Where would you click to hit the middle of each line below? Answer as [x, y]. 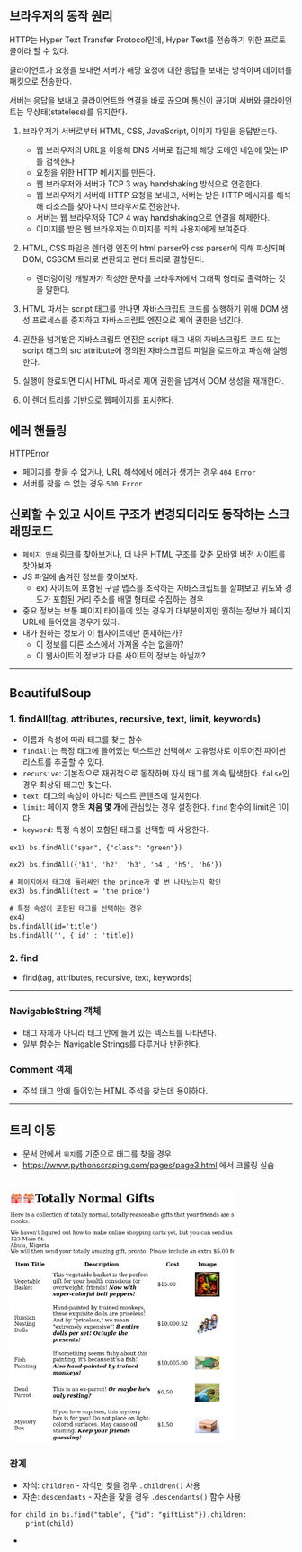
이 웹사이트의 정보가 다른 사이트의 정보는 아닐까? [120, 656]
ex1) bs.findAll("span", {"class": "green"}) [96, 848]
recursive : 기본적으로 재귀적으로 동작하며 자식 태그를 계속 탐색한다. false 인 [156, 774]
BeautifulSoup [50, 693]
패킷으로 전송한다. [41, 81]
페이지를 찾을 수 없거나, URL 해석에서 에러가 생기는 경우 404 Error [139, 472]
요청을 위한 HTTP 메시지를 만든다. [95, 172]
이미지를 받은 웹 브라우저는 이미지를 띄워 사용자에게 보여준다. [142, 229]
